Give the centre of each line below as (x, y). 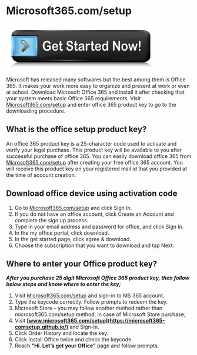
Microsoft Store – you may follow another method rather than (89, 308)
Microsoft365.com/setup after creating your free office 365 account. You (95, 162)
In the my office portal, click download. (62, 233)
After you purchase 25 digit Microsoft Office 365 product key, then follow (98, 278)
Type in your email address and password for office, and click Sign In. (99, 226)
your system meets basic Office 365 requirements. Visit (74, 98)
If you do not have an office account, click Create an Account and (94, 214)
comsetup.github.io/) (41, 327)
